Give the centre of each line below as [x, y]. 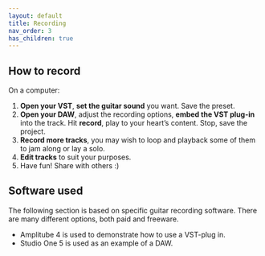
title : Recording [37, 23]
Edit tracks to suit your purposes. [75, 157]
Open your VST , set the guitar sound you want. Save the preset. [127, 106]
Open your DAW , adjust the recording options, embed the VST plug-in [137, 114]
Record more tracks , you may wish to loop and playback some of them [137, 140]
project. [33, 132]
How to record [45, 70]
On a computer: [34, 90]
